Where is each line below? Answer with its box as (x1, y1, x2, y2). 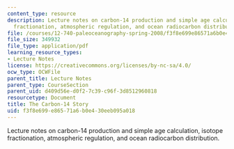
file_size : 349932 (7, 36, 61, 43)
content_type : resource (7, 10, 77, 17)
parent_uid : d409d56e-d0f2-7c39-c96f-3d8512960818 (7, 88, 157, 95)
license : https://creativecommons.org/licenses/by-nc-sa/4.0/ (7, 62, 192, 69)
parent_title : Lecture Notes (7, 74, 92, 82)
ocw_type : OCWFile (7, 68, 61, 75)
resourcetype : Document (7, 95, 77, 102)
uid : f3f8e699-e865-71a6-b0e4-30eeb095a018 (7, 107, 136, 114)
